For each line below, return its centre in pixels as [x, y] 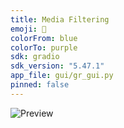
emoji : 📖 [28, 29]
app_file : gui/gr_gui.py [62, 76]
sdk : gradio [35, 57]
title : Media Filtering [60, 19]
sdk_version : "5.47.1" [57, 66]
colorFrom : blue [44, 38]
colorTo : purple [44, 47]
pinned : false [40, 85]
